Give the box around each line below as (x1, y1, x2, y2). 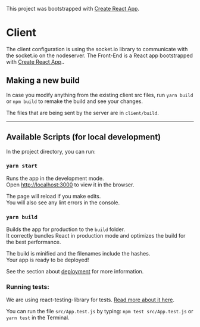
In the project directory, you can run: (6, 148, 96, 155)
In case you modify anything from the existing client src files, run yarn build (6, 91, 193, 98)
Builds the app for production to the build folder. (6, 226, 126, 233)
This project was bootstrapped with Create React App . (6, 5, 140, 12)
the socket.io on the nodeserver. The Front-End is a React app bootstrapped (6, 52, 193, 59)
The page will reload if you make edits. (6, 192, 101, 200)
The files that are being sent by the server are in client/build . (6, 109, 159, 116)
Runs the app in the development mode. (6, 175, 104, 182)
